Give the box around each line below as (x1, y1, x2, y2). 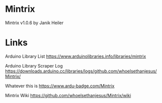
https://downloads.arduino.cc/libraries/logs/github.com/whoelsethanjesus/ (5, 68, 157, 74)
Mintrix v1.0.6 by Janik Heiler (5, 20, 64, 26)
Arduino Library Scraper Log (5, 63, 63, 69)
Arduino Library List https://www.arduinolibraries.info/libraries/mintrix (5, 53, 146, 59)
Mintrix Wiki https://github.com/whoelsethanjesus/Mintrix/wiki (5, 92, 131, 98)
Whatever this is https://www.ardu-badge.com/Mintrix (5, 83, 115, 89)
